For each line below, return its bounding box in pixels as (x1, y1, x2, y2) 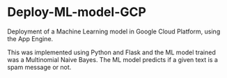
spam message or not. (7, 63, 72, 71)
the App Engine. (7, 34, 54, 42)
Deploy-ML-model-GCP (7, 4, 146, 20)
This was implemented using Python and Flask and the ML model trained (7, 48, 216, 56)
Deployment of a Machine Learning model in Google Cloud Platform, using (7, 27, 221, 36)
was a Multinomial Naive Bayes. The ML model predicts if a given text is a (7, 55, 218, 63)
